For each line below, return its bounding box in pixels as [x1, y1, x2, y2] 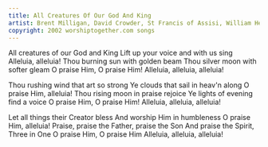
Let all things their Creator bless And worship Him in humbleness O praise [8, 113, 251, 122]
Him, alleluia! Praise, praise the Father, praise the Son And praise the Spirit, [8, 121, 254, 131]
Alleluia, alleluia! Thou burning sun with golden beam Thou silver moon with [8, 56, 257, 66]
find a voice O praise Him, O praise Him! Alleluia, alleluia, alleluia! [8, 97, 222, 107]
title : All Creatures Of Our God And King [8, 11, 152, 20]
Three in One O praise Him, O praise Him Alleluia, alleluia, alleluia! [8, 130, 223, 139]
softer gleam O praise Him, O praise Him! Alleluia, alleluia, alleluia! [8, 65, 225, 75]
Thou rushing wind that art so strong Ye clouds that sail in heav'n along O [8, 80, 250, 90]
